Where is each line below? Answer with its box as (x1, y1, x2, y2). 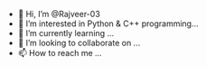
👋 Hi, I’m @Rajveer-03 (17, 9, 101, 19)
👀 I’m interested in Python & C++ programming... (17, 18, 199, 29)
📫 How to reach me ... (17, 48, 102, 58)
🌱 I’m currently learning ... (17, 28, 115, 38)
